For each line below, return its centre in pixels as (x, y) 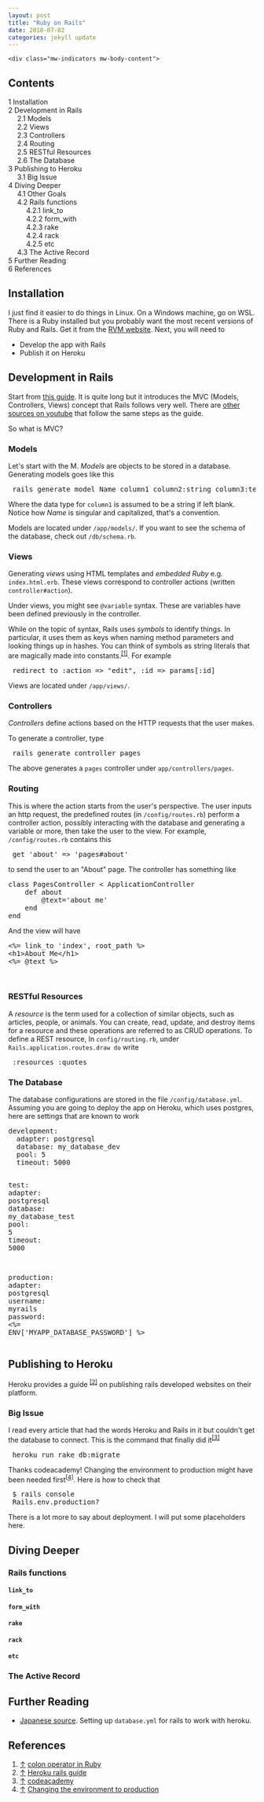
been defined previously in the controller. (75, 614)
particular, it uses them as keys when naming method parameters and (121, 638)
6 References (30, 269)
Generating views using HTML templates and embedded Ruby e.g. (115, 574)
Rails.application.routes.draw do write (73, 1047)
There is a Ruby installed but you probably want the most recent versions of (131, 321)
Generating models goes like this (61, 474)
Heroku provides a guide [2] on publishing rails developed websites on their (130, 1383)
